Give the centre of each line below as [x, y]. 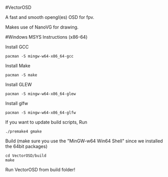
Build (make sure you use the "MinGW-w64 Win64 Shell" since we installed [84, 141]
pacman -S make [21, 75]
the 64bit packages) [26, 146]
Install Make [18, 66]
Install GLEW [19, 84]
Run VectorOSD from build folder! [40, 170]
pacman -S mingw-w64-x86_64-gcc [39, 56]
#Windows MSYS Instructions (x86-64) [46, 37]
